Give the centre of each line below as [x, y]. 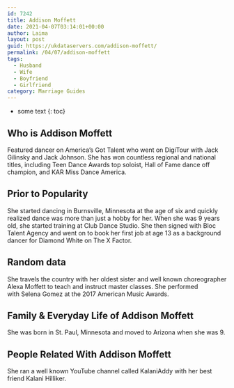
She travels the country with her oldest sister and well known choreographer [117, 279]
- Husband [28, 65]
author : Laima [28, 33]
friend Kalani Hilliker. [37, 379]
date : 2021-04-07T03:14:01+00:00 [56, 26]
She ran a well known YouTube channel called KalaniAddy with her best [110, 371]
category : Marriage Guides [46, 91]
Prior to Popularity [48, 194]
